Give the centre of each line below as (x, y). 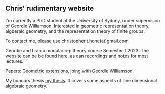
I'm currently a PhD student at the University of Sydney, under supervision (83, 20)
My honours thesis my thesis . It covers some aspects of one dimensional (81, 80)
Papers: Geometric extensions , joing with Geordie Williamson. (70, 71)
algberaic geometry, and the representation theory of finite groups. (75, 31)
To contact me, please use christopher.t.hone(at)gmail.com (67, 41)
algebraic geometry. (26, 86)
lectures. (14, 61)
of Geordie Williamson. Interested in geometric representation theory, (78, 26)
